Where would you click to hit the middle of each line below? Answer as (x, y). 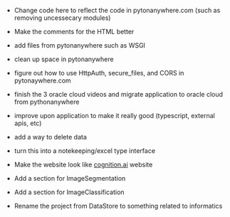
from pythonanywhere (47, 102)
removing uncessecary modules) (62, 18)
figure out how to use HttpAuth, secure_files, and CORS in (99, 73)
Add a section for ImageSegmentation (70, 178)
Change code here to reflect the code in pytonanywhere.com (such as (117, 10)
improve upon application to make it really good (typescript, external (114, 116)
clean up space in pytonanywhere (64, 59)
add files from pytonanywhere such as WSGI (80, 45)
